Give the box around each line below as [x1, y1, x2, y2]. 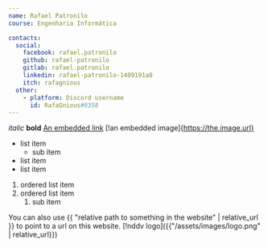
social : [15, 41, 42, 49]
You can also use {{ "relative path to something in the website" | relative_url [8, 212, 259, 222]
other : [15, 86, 38, 94]
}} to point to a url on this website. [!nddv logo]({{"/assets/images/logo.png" [8, 221, 261, 231]
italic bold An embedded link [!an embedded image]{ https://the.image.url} [8, 123, 255, 133]
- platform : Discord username [23, 93, 125, 101]
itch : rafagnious [23, 78, 81, 87]
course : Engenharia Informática [8, 19, 117, 27]
